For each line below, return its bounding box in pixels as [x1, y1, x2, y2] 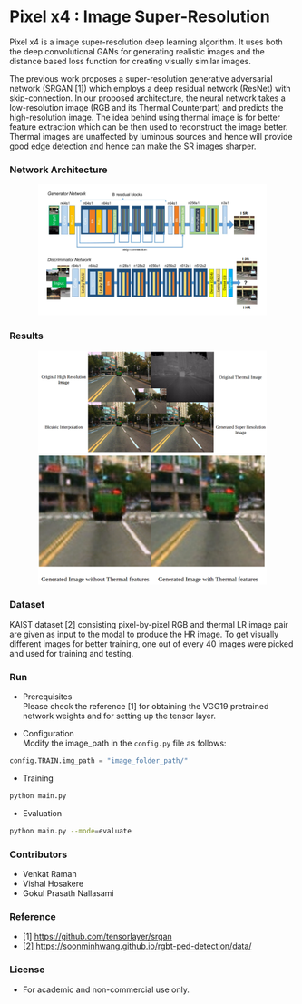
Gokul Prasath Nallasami [22, 888, 115, 899]
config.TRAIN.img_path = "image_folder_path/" [9, 756, 189, 765]
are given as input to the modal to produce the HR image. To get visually [9, 629, 279, 639]
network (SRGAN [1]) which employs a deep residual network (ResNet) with [9, 83, 291, 93]
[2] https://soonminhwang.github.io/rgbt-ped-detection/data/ [22, 941, 252, 951]
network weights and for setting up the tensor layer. [22, 710, 216, 722]
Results [9, 329, 44, 342]
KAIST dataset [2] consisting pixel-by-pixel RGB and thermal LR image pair [9, 619, 288, 629]
